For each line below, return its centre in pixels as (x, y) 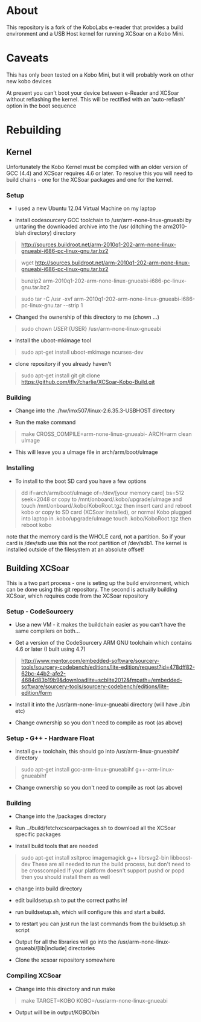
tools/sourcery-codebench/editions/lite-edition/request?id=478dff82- (108, 667)
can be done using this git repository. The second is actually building (92, 589)
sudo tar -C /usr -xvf (47, 299)
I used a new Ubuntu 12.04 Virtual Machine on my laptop (85, 208)
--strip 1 (73, 305)
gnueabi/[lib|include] (41, 948)
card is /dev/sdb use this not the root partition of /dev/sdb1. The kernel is (97, 543)
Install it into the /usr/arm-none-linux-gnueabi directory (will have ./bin (103, 704)
